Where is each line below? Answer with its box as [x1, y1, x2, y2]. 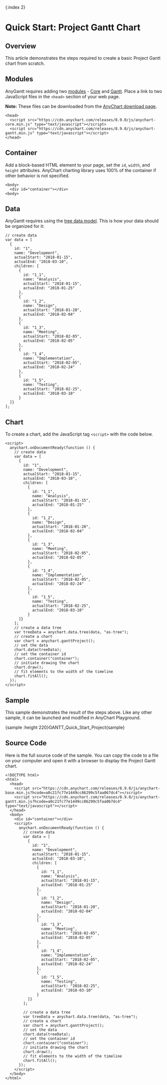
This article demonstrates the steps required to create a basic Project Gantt [5, 55, 161, 61]
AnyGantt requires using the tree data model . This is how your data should [5, 218, 159, 224]
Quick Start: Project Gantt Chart [5, 22, 141, 33]
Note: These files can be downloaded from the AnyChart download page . [5, 103, 157, 109]
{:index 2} [5, 5, 26, 10]
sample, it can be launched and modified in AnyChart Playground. [5, 715, 141, 721]
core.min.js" [5, 121, 33, 127]
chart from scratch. [5, 60, 45, 66]
